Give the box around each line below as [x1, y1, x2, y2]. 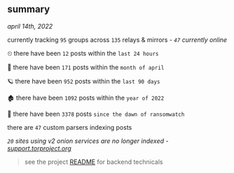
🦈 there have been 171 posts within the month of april [7, 63, 165, 71]
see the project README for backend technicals [24, 158, 163, 166]
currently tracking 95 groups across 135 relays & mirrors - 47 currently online [7, 36, 228, 44]
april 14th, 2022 [7, 22, 53, 30]
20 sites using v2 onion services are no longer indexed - [7, 137, 169, 145]
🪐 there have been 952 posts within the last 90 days [7, 77, 160, 85]
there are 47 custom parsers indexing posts [7, 123, 132, 131]
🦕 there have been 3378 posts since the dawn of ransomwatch [7, 110, 185, 118]
